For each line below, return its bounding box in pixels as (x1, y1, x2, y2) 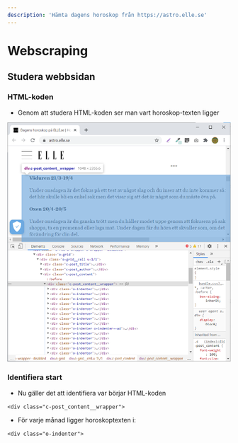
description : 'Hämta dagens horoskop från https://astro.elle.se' (7, 11, 208, 18)
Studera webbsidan (7, 71, 96, 83)
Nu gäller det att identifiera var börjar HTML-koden (17, 389, 166, 397)
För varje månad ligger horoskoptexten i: (17, 415, 137, 424)
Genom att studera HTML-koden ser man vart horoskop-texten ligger (17, 108, 220, 117)
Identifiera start (7, 372, 62, 382)
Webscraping (7, 42, 89, 59)
